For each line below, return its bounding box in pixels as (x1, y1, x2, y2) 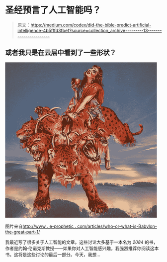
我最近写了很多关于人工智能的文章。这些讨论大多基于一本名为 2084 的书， (5, 239, 158, 245)
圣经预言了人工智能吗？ (5, 4, 101, 16)
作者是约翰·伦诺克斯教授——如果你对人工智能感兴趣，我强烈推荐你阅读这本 (5, 245, 159, 251)
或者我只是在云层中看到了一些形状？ (5, 48, 116, 57)
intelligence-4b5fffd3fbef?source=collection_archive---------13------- (17, 27, 162, 33)
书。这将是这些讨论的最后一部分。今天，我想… (5, 252, 101, 258)
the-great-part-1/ (5, 229, 40, 235)
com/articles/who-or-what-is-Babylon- (77, 223, 158, 229)
